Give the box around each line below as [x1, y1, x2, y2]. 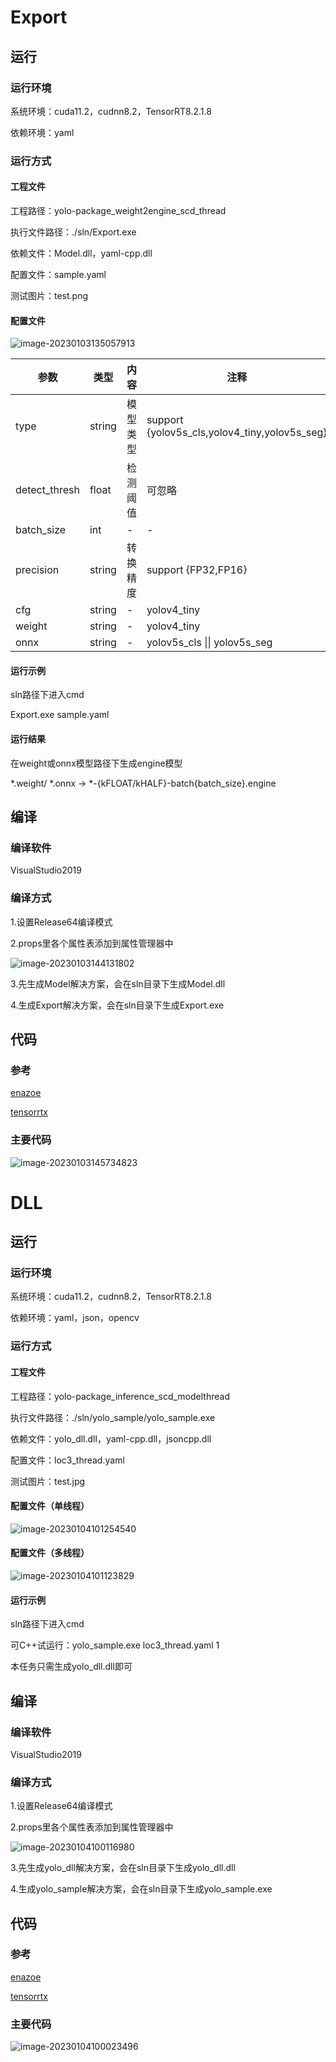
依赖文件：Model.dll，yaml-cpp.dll [10, 247, 153, 259]
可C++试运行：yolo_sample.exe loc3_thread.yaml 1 [10, 1639, 220, 1651]
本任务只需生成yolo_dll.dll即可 [10, 1661, 133, 1673]
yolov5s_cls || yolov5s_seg [146, 636, 273, 650]
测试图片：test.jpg [10, 1475, 86, 1487]
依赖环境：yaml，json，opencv [10, 1312, 140, 1324]
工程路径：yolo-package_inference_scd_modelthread [10, 1390, 230, 1402]
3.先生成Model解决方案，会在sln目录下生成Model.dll [10, 977, 226, 990]
